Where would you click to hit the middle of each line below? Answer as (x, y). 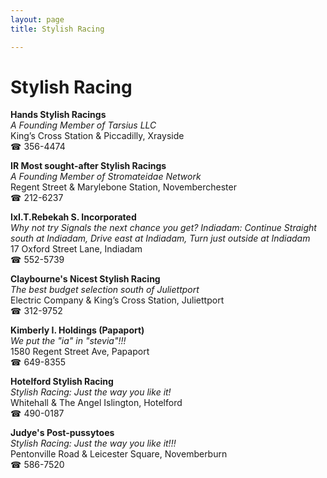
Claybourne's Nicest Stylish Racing (85, 279)
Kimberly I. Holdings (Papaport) (77, 330)
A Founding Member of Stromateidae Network (106, 177)
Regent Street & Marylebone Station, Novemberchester (123, 187)
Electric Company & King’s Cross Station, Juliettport (117, 300)
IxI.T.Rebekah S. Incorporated (73, 217)
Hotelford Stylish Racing (62, 382)
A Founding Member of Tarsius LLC (83, 125)
